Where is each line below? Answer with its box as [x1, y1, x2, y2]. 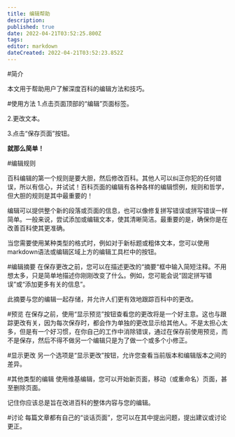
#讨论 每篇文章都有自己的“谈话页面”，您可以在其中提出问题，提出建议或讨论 [7, 413, 227, 422]
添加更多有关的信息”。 [24, 280, 90, 288]
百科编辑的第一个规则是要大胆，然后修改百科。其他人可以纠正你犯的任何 [7, 173, 215, 182]
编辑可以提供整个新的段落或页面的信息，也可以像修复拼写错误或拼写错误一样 [7, 206, 228, 215]
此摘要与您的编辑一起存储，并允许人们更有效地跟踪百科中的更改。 [7, 295, 197, 303]
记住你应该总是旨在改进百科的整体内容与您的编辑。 [7, 398, 155, 407]
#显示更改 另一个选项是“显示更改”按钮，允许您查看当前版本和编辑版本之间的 [7, 351, 227, 359]
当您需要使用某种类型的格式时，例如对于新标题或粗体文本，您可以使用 [7, 238, 210, 247]
